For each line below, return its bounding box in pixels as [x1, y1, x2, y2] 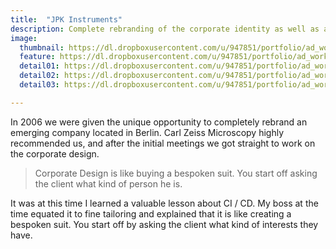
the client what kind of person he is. [34, 177, 183, 190]
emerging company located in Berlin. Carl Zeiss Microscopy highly [10, 126, 285, 138]
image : [10, 33, 38, 43]
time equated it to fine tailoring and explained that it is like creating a [10, 207, 292, 220]
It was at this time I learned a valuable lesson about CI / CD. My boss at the [10, 197, 319, 209]
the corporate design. [10, 147, 100, 160]
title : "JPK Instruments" [10, 14, 123, 25]
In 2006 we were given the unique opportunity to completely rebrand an [10, 116, 308, 128]
